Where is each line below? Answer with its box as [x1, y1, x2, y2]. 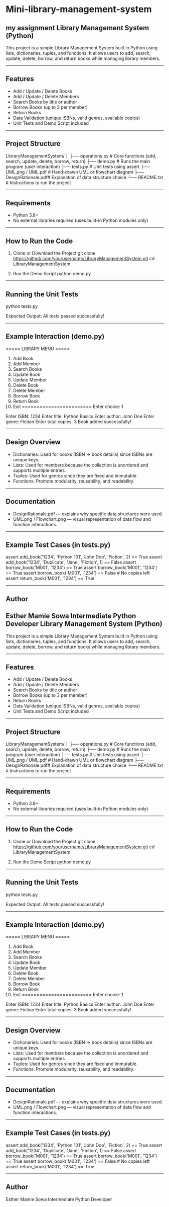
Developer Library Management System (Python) [6, 620, 162, 628]
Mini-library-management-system [6, 4, 152, 15]
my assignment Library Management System [6, 24, 149, 32]
